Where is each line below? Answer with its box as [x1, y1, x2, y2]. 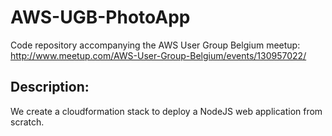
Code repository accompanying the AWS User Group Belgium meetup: [10, 39, 301, 51]
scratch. [10, 116, 45, 128]
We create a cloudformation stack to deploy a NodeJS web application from [10, 105, 323, 117]
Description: [10, 79, 90, 96]
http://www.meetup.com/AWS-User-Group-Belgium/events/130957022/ [10, 49, 307, 61]
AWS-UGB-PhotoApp [10, 6, 191, 29]
